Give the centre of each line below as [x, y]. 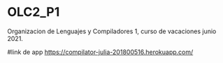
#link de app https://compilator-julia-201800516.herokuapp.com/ [100, 52]
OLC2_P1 [34, 12]
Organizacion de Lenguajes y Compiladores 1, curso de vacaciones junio [112, 31]
